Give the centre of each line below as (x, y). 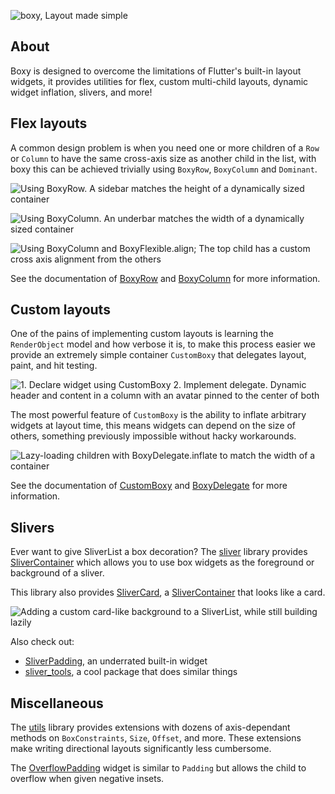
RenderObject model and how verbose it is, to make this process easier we (163, 344)
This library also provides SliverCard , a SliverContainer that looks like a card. (168, 592)
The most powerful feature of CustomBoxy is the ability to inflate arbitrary (158, 415)
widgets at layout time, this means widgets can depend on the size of (153, 426)
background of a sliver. (57, 573)
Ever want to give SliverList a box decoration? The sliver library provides (159, 552)
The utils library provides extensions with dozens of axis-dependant (150, 727)
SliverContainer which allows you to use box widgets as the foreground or (162, 562)
